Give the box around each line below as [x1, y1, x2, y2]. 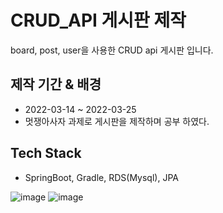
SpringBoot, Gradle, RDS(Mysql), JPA [24, 171, 179, 183]
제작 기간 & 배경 [10, 76, 102, 93]
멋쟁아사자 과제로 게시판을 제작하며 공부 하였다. [24, 115, 210, 127]
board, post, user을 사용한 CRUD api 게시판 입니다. [10, 44, 214, 56]
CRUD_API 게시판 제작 [10, 9, 187, 32]
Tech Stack [10, 145, 82, 162]
